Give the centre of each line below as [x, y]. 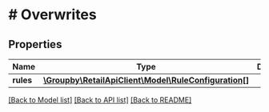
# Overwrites [53, 15]
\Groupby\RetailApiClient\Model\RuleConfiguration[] [146, 80]
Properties [35, 44]
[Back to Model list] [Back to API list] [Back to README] [100, 100]
